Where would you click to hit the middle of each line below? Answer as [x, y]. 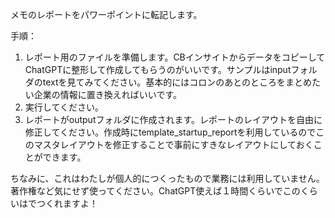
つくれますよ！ [67, 203]
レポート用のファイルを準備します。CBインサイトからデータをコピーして [175, 57]
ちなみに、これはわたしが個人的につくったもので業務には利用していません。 [167, 178]
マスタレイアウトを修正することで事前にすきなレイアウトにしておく [173, 144]
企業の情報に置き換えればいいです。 [107, 94]
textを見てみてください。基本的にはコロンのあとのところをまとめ [177, 82]
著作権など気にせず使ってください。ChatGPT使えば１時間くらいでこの [155, 191]
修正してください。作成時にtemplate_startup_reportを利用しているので [170, 132]
